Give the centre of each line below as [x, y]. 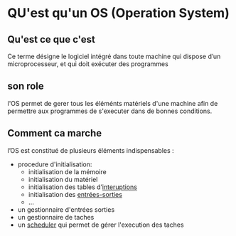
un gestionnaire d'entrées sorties [66, 209]
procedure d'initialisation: [55, 164]
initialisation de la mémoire [67, 171]
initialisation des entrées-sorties [75, 194]
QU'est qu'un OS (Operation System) [118, 13]
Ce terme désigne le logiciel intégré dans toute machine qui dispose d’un [114, 56]
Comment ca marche [55, 133]
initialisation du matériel [63, 179]
